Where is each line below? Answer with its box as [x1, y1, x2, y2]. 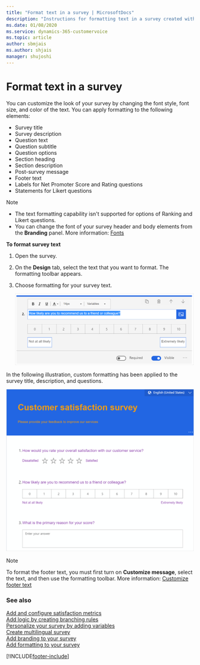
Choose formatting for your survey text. [14, 282, 112, 289]
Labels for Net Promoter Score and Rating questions [14, 180, 143, 188]
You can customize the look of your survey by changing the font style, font [6, 99, 189, 107]
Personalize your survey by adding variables [6, 622, 115, 629]
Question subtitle [14, 143, 57, 150]
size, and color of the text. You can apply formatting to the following [6, 106, 173, 113]
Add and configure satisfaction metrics [6, 610, 102, 617]
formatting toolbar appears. [14, 270, 83, 277]
